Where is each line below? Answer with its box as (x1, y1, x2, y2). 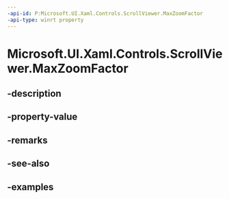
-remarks (7, 134, 48, 146)
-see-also (7, 158, 50, 169)
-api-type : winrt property (7, 16, 84, 23)
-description (7, 88, 62, 99)
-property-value (7, 111, 78, 123)
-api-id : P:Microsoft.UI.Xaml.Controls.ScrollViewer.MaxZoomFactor (7, 10, 204, 17)
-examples (7, 181, 54, 193)
